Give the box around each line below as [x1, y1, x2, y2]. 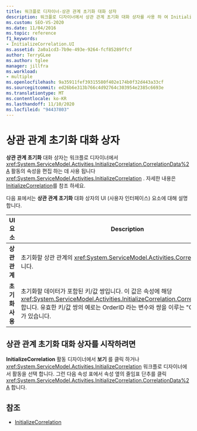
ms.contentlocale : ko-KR [6, 95, 67, 101]
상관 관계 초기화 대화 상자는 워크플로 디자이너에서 [6, 154, 118, 161]
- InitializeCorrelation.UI [6, 42, 75, 47]
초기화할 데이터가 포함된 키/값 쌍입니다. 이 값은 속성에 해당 [21, 288, 172, 296]
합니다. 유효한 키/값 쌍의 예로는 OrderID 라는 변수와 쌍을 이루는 [21, 303, 185, 312]
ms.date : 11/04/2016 [6, 25, 57, 31]
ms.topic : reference [6, 30, 57, 36]
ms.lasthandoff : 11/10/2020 [6, 101, 75, 107]
